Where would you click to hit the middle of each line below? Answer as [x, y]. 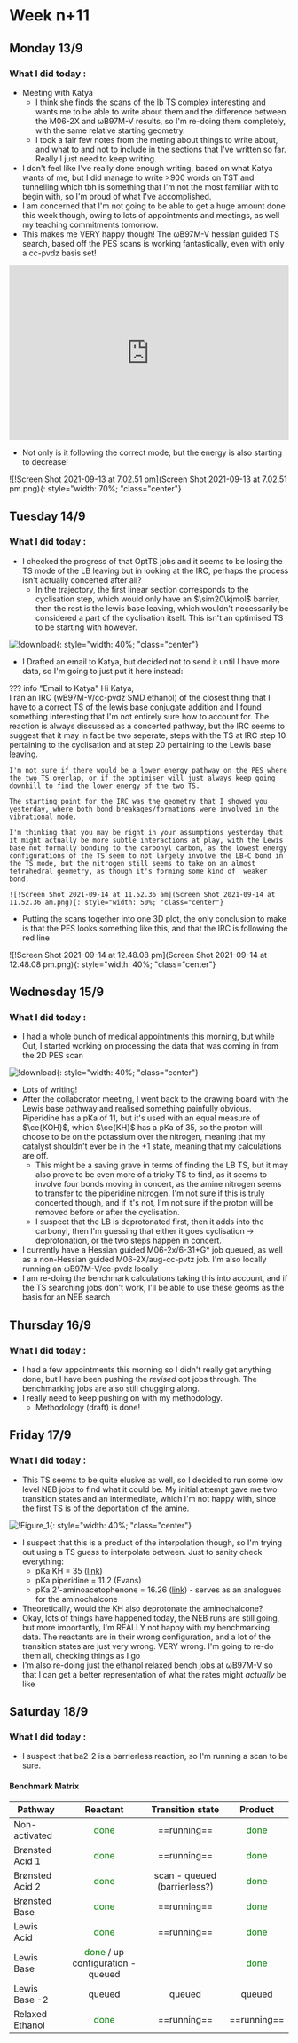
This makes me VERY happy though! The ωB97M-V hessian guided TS [150, 234]
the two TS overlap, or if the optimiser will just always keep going [142, 778]
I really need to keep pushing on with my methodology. [122, 1397]
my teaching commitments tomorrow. [90, 224]
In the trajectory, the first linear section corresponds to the [142, 589]
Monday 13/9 [46, 48]
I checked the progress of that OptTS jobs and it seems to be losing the [152, 561]
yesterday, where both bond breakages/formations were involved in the [144, 809]
